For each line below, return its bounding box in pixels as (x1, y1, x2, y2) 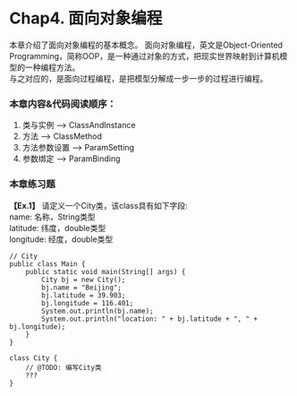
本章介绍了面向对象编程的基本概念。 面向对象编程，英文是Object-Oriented (9, 39, 284, 50)
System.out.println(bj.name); (41, 306, 154, 315)
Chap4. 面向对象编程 (9, 8, 163, 29)
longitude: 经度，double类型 (9, 234, 114, 245)
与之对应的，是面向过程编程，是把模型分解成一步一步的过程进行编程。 (9, 73, 268, 83)
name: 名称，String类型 (9, 211, 96, 222)
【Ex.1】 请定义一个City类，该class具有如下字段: (9, 200, 188, 211)
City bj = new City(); (41, 275, 126, 284)
